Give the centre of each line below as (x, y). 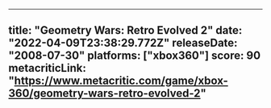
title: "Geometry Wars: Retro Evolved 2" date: (125, 30)
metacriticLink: (47, 68)
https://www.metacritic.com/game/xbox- (121, 81)
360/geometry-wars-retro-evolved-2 (104, 93)
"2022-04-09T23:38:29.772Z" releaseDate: (123, 43)
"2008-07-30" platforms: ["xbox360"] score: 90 (134, 56)
